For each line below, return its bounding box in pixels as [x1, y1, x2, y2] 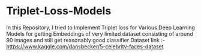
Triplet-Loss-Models [6, 4, 112, 18]
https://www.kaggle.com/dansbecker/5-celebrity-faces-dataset [6, 43, 164, 50]
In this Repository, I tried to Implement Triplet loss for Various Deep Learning [6, 24, 195, 31]
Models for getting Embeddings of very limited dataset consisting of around [6, 30, 193, 37]
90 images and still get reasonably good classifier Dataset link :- [6, 36, 165, 43]
